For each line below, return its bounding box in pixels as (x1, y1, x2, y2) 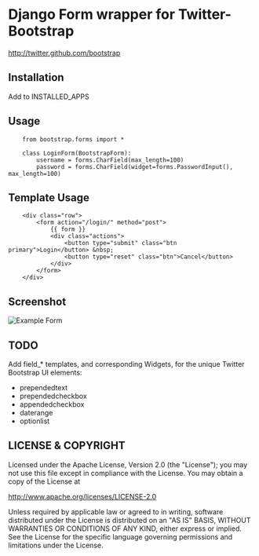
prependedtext (19, 383, 68, 392)
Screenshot (8, 294, 67, 308)
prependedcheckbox (19, 391, 88, 401)
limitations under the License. (8, 540, 104, 550)
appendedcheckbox (19, 400, 85, 409)
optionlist (19, 416, 50, 426)
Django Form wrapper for (8, 5, 175, 24)
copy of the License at (8, 477, 81, 486)
